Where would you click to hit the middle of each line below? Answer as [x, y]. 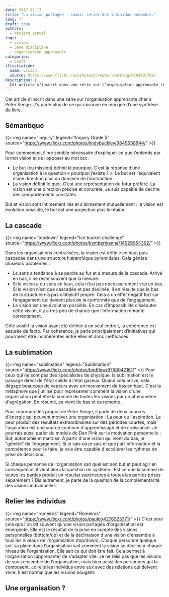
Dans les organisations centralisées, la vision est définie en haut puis [77, 253]
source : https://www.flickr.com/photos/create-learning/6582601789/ [83, 76]
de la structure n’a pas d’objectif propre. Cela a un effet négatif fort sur [86, 294]
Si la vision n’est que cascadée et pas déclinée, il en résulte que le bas [86, 289]
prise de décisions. [25, 455]
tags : [11, 38]
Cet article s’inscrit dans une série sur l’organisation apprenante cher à [78, 99]
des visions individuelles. [31, 486]
